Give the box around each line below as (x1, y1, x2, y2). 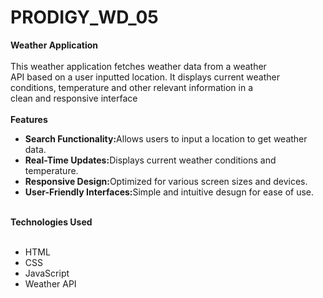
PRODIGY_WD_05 (10, 6, 159, 29)
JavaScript (24, 267, 70, 279)
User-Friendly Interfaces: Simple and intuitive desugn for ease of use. (24, 186, 315, 198)
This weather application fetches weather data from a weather (10, 60, 267, 72)
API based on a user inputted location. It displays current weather (10, 71, 281, 83)
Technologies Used (10, 216, 93, 228)
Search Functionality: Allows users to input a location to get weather (24, 132, 308, 145)
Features (10, 113, 48, 125)
